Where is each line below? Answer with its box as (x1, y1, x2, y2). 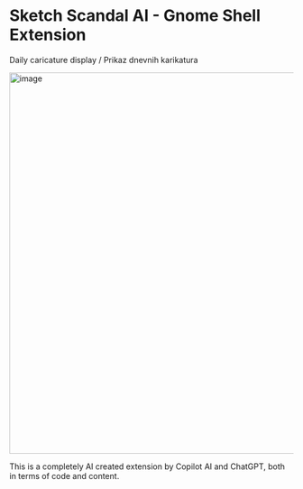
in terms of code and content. (9, 470, 120, 481)
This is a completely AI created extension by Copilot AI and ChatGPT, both (9, 461, 286, 472)
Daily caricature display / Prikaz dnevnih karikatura (9, 54, 198, 65)
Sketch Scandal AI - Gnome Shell (9, 5, 262, 26)
